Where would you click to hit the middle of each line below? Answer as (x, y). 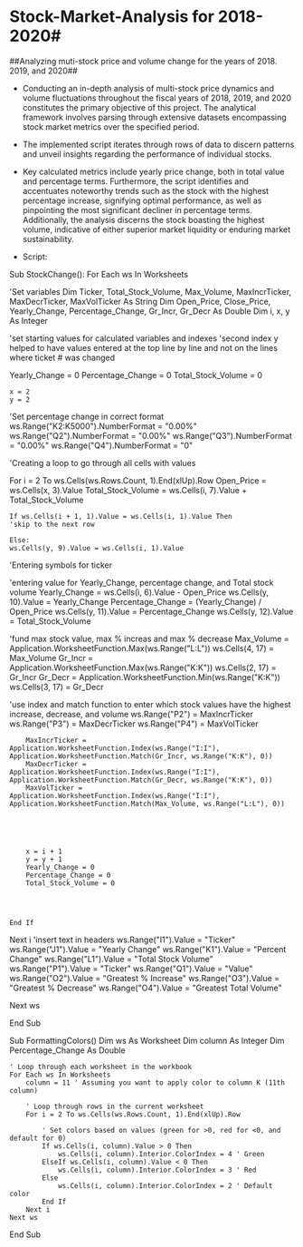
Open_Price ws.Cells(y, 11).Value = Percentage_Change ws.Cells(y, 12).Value (151, 611)
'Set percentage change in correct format (87, 416)
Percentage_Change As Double (67, 1050)
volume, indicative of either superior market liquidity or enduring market (156, 229)
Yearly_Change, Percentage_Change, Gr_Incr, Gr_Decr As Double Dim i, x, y (150, 311)
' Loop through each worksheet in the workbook (101, 1067)
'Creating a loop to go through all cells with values (103, 463)
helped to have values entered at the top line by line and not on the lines (144, 347)
